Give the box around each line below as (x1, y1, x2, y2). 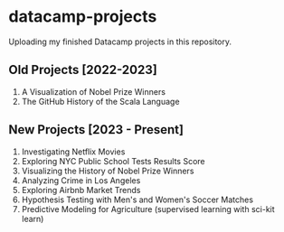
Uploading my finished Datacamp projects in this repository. (8, 36, 232, 47)
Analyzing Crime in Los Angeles (21, 174, 141, 186)
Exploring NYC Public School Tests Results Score (21, 155, 205, 166)
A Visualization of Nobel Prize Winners (21, 86, 166, 97)
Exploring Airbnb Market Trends (21, 184, 141, 195)
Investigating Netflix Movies (21, 146, 126, 157)
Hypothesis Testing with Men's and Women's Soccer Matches (21, 194, 254, 205)
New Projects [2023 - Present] (8, 122, 185, 137)
